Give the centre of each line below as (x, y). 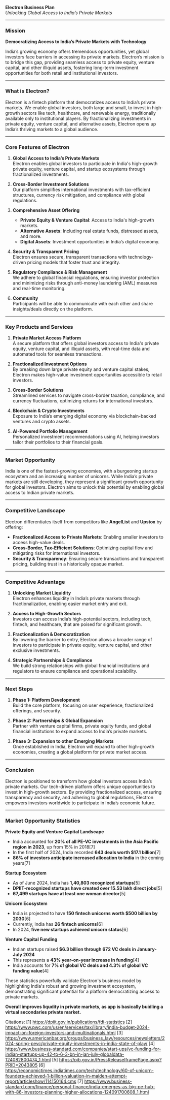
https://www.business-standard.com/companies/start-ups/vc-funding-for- (83, 1049)
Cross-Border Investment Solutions (51, 184)
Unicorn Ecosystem (26, 903)
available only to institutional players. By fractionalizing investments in (78, 118)
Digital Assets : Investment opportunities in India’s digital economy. (90, 241)
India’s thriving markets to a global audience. (52, 129)
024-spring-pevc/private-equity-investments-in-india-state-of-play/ (76, 1043)
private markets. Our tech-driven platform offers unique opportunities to (80, 787)
